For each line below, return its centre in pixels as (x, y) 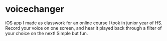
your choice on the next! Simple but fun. (47, 33)
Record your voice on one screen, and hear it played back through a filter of (83, 28)
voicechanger (35, 9)
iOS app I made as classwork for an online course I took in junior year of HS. (84, 23)
